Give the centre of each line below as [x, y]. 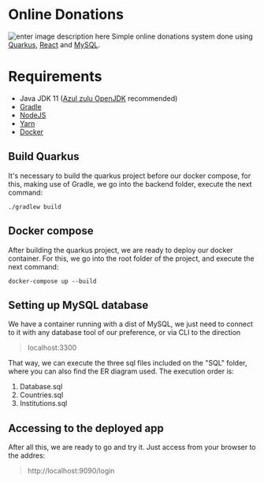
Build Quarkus [44, 156]
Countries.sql [41, 395]
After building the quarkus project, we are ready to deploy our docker [121, 250]
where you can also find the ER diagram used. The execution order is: [121, 371]
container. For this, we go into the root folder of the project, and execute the [131, 258]
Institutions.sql [43, 403]
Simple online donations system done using [182, 36]
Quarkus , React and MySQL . [54, 44]
